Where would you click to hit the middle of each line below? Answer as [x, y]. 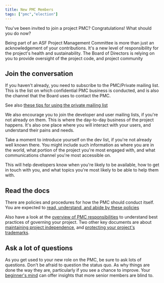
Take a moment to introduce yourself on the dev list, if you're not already [78, 140]
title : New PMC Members [29, 10]
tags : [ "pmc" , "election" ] [31, 14]
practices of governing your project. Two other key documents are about [78, 222]
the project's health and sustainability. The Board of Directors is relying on [80, 53]
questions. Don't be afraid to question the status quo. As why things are [78, 265]
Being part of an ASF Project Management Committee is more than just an [80, 43]
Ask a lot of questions [39, 248]
